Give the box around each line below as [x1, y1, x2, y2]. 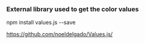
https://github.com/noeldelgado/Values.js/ [6, 31, 113, 38]
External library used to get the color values [6, 5, 139, 13]
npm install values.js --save [6, 19, 76, 26]
